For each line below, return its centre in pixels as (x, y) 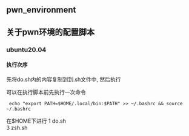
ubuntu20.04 (26, 50)
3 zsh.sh (17, 128)
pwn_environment (41, 10)
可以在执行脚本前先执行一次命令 (46, 92)
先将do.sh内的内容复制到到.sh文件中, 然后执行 (64, 79)
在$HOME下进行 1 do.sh (36, 121)
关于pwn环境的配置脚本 (51, 32)
